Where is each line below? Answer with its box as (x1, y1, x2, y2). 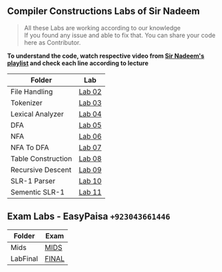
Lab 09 (78, 165, 102, 174)
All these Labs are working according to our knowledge (23, 23, 181, 32)
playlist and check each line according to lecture (7, 58, 149, 67)
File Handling (10, 87, 53, 96)
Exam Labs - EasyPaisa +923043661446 (7, 211, 170, 223)
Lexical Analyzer (10, 109, 64, 119)
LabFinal (10, 253, 38, 263)
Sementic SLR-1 (10, 187, 65, 196)
